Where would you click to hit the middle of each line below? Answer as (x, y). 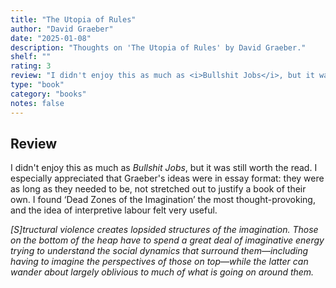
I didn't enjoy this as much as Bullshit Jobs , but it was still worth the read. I (164, 168)
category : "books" (48, 94)
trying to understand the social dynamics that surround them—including (159, 251)
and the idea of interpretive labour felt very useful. (114, 210)
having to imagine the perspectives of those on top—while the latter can (159, 262)
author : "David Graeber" (62, 29)
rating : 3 (31, 66)
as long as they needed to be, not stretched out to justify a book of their (158, 189)
